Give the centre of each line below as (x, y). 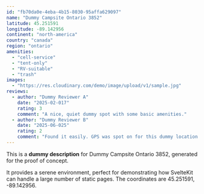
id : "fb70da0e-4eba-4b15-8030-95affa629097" (64, 12)
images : (16, 80)
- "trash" (24, 74)
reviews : (17, 92)
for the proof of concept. (38, 160)
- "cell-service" (34, 57)
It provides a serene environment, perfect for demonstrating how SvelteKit (100, 172)
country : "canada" (30, 40)
